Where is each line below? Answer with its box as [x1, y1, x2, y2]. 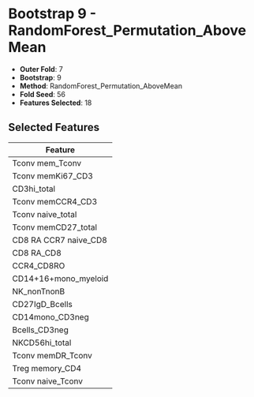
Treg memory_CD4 [12, 362, 81, 373]
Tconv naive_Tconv [12, 376, 84, 387]
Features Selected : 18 [19, 98, 92, 107]
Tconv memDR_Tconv [12, 350, 92, 361]
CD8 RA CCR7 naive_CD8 [12, 234, 108, 245]
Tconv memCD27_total [12, 222, 97, 233]
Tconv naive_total [12, 208, 77, 219]
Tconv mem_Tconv [12, 157, 82, 168]
